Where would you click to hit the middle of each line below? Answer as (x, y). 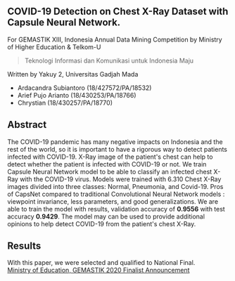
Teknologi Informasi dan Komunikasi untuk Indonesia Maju (109, 60)
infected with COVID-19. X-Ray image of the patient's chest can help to (110, 157)
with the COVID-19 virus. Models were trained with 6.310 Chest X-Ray (121, 179)
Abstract (27, 125)
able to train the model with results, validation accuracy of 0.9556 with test (116, 209)
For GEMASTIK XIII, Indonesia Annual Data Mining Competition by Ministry (115, 39)
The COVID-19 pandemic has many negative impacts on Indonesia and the (115, 142)
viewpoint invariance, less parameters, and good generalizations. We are (113, 201)
